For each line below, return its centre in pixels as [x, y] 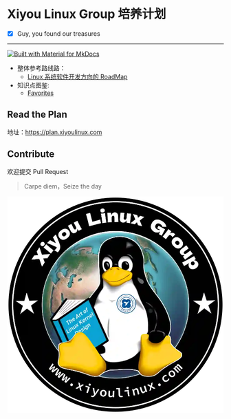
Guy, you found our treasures [59, 33]
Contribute [31, 154]
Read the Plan [37, 115]
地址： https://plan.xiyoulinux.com [55, 132]
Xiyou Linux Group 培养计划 [87, 14]
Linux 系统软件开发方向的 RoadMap [77, 77]
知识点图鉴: [33, 85]
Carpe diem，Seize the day [63, 186]
